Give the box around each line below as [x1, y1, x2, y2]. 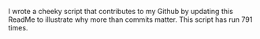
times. [8, 23, 28, 32]
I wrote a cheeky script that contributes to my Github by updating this [8, 7, 234, 16]
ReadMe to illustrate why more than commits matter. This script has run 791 [8, 15, 253, 24]
